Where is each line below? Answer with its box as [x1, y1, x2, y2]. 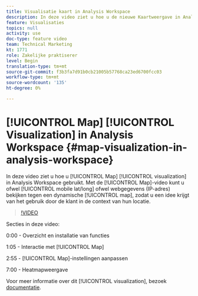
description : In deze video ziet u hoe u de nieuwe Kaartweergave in [6, 14, 181, 20]
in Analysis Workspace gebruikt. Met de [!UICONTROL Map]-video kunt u [6, 179, 184, 186]
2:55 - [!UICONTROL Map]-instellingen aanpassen [6, 254, 128, 262]
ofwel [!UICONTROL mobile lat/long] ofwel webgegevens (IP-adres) [6, 185, 171, 192]
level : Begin [6, 58, 38, 64]
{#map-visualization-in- [65, 141, 187, 154]
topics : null [6, 25, 38, 31]
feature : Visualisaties [6, 19, 65, 25]
